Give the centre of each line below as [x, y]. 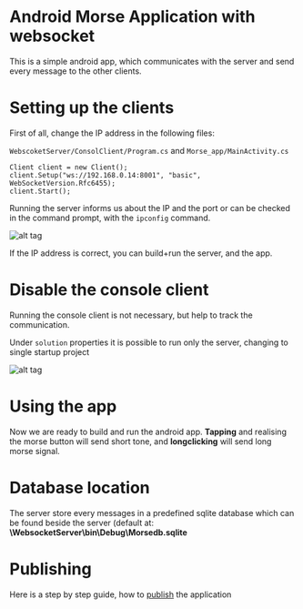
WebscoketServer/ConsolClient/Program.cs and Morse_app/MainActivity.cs [149, 150]
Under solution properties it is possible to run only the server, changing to [149, 342]
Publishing [51, 568]
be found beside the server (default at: [82, 523]
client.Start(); [40, 191]
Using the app [63, 406]
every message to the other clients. [76, 71]
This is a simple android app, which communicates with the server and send [152, 61]
